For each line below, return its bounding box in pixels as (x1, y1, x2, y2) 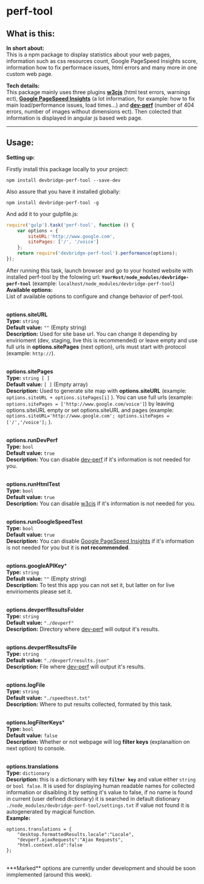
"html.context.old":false (17, 842, 83, 848)
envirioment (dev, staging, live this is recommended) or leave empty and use (6, 336, 198, 344)
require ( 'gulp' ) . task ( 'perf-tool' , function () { (6, 222, 135, 228)
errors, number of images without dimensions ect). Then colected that (6, 108, 182, 115)
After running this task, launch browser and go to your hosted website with (6, 267, 193, 274)
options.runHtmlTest (6, 480, 61, 488)
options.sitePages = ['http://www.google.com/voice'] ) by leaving (6, 399, 174, 407)
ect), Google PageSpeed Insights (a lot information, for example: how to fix (6, 95, 195, 102)
